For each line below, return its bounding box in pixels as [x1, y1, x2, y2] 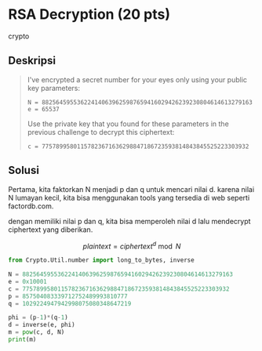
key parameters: [27, 83, 81, 92]
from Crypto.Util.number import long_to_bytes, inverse [8, 256, 195, 264]
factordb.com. [8, 201, 54, 211]
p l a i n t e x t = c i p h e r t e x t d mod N [82, 240, 181, 251]
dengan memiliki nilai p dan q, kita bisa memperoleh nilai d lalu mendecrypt [8, 216, 251, 226]
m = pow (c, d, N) [8, 328, 65, 336]
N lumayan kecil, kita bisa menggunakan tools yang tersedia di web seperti [8, 193, 250, 202]
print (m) [8, 335, 37, 344]
